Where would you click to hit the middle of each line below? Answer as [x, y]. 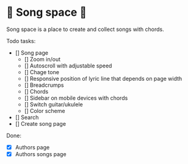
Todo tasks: [21, 41]
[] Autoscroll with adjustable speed [68, 66]
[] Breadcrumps [44, 85]
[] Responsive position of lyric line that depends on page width [103, 78]
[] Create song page [40, 123]
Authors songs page [41, 154]
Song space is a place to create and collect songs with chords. [85, 29]
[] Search [27, 117]
